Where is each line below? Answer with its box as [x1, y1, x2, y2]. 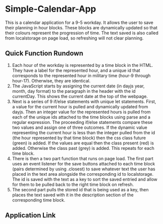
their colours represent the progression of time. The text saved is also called [5, 30, 159, 36]
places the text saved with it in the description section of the [12, 192, 134, 198]
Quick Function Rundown [5, 49, 83, 58]
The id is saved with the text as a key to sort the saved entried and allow [12, 176, 158, 182]
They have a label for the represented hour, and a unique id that [12, 67, 141, 73]
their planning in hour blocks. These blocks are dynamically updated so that [5, 24, 158, 30]
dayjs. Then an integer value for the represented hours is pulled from [12, 109, 151, 115]
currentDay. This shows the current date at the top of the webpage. [12, 93, 148, 99]
